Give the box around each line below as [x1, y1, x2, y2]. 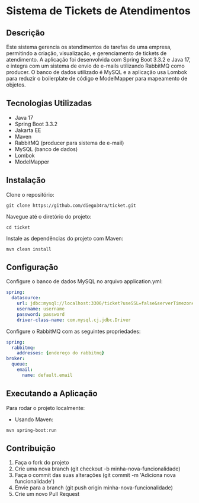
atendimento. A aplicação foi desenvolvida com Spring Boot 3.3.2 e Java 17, [6, 56, 191, 63]
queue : [11, 361, 28, 367]
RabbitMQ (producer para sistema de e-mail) [14, 139, 124, 146]
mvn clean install [6, 246, 52, 252]
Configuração [6, 262, 59, 273]
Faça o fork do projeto [14, 459, 69, 466]
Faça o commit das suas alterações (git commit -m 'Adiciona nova [14, 472, 176, 479]
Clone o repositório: [6, 191, 54, 198]
